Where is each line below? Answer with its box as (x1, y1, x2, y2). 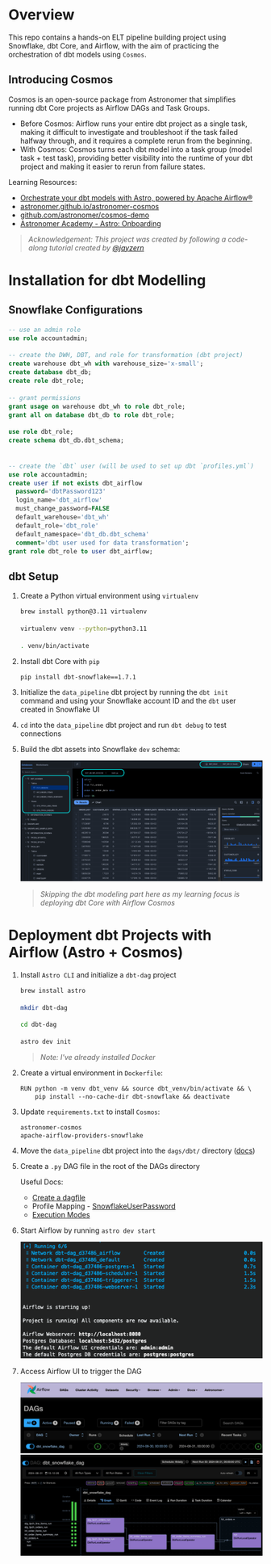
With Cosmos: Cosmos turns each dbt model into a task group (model (19, 144, 252, 154)
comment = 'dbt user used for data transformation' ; (15, 539, 190, 547)
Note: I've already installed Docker (40, 1052, 156, 1062)
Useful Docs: (19, 1177, 64, 1187)
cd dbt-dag (19, 1020, 57, 1029)
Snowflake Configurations (8, 303, 144, 317)
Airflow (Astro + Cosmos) (8, 944, 184, 962)
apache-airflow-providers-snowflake (19, 1131, 144, 1140)
